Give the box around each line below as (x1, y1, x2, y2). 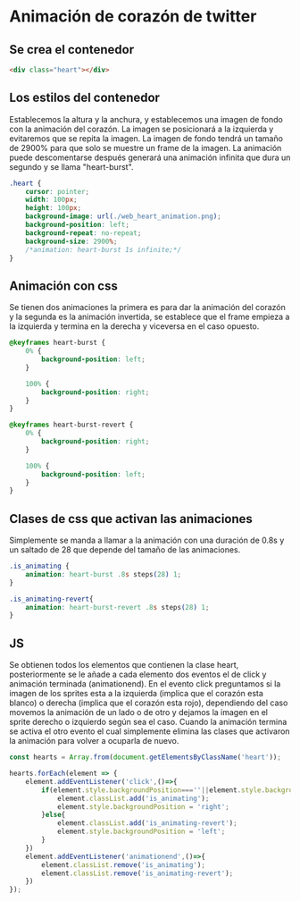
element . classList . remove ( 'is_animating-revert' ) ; (41, 869, 234, 878)
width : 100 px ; (25, 195, 78, 205)
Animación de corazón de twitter (9, 6, 257, 27)
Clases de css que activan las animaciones (9, 511, 253, 527)
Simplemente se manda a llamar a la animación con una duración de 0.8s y (9, 535, 285, 546)
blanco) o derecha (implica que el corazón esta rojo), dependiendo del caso (9, 697, 288, 708)
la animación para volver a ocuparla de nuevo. (9, 736, 179, 746)
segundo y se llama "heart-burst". (9, 161, 134, 172)
